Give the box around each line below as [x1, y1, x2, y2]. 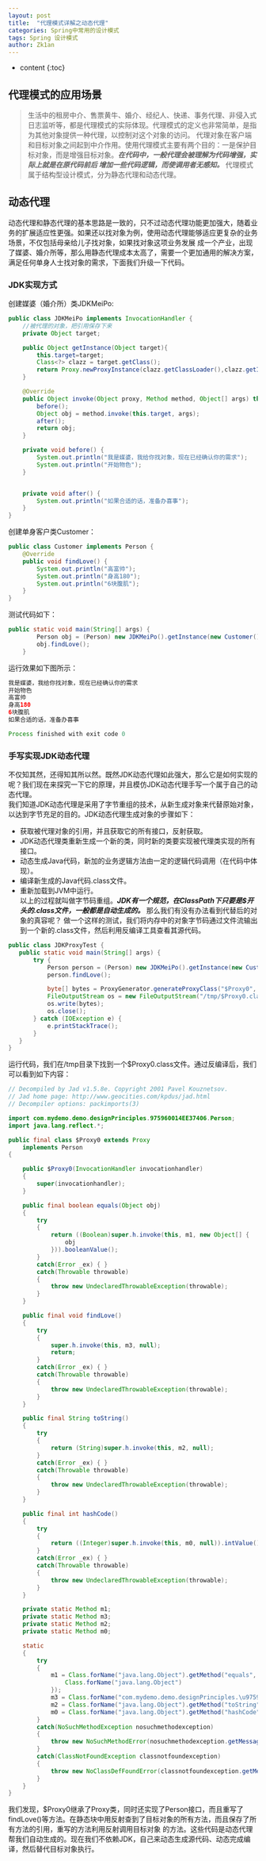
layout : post [8, 11, 51, 20]
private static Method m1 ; [22, 1606, 112, 1614]
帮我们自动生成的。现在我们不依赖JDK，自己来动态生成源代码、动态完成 [8, 1834, 244, 1844]
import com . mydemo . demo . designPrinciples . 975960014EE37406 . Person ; [8, 1114, 236, 1122]
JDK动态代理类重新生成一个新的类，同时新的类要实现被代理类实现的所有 [19, 836, 256, 846]
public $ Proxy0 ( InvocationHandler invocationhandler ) [22, 1165, 203, 1173]
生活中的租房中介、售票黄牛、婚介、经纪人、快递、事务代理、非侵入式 [27, 110, 257, 120]
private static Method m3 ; [22, 1613, 112, 1621]
